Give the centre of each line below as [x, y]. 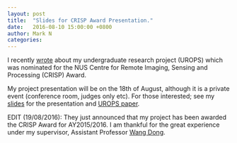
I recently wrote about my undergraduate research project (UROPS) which [115, 60]
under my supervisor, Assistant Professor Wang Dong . [87, 132]
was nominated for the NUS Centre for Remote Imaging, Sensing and [108, 68]
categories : [25, 40]
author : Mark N [30, 33]
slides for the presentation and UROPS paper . [74, 104]
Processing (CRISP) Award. [47, 75]
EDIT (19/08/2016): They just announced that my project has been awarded [117, 118]
